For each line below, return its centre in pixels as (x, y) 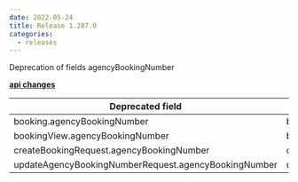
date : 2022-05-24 (41, 17)
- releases (37, 42)
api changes (32, 84)
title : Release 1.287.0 (53, 26)
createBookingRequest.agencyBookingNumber (112, 150)
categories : (31, 34)
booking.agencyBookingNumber (81, 122)
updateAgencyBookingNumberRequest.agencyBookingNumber (145, 165)
